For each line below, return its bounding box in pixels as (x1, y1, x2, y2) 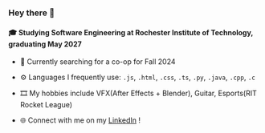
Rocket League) (19, 100, 73, 110)
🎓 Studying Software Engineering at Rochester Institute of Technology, (8, 27, 254, 37)
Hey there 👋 (8, 7, 55, 18)
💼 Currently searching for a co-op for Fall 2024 (19, 57, 176, 66)
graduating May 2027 (8, 39, 82, 49)
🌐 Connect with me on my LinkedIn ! (19, 115, 141, 125)
